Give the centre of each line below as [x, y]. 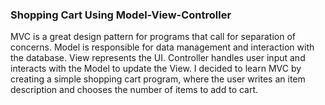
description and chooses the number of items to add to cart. [134, 90]
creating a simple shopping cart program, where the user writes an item [158, 79]
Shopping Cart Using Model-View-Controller [121, 15]
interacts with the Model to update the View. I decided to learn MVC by [156, 69]
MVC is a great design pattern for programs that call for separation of [153, 37]
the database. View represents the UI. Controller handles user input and [158, 58]
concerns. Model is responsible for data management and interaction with [162, 47]
